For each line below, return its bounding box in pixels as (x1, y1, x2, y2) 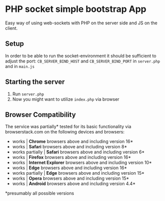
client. (5, 25, 18, 31)
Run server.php (12, 91, 44, 97)
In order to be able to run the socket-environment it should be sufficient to (5, 53, 157, 59)
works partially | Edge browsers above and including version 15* (12, 170, 145, 176)
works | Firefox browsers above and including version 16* (12, 154, 131, 160)
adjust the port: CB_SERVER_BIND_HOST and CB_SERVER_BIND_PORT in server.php (5, 58, 160, 64)
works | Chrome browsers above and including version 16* (12, 138, 133, 144)
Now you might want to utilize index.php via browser (12, 96, 120, 102)
